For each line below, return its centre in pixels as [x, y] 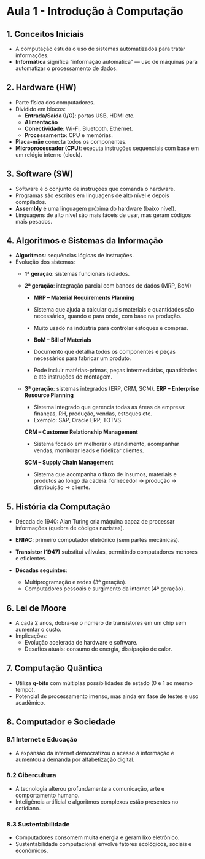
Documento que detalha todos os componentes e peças [105, 352]
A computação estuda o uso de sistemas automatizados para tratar [100, 49]
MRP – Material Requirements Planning [84, 298]
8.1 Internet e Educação [42, 740]
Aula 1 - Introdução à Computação [95, 11]
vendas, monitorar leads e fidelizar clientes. [89, 450]
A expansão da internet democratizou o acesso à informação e [95, 753]
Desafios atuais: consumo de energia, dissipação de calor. [98, 649]
